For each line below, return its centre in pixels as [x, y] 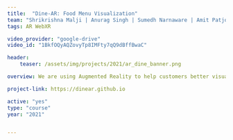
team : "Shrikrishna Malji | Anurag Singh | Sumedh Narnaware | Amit [108, 20]
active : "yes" [28, 101]
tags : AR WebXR [29, 26]
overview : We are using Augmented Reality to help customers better [108, 77]
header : [18, 58]
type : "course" [29, 108]
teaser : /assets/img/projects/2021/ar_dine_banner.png [101, 64]
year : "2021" [26, 114]
